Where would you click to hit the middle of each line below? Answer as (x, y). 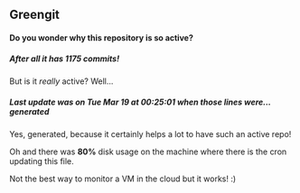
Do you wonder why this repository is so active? (102, 37)
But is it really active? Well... (61, 81)
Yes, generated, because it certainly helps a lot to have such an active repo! (150, 133)
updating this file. (42, 161)
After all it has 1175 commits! (65, 59)
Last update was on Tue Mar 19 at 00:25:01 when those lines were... (140, 102)
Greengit (35, 15)
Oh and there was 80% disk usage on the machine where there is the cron (148, 152)
